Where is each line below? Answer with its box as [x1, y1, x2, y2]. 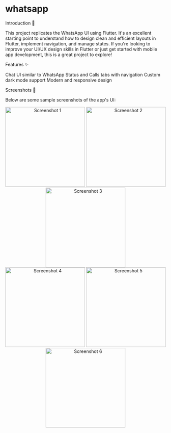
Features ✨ [5, 61, 29, 67]
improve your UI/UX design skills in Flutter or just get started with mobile [5, 46, 158, 52]
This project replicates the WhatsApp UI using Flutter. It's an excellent [5, 30, 152, 36]
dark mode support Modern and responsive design [5, 77, 112, 83]
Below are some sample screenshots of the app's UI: [5, 96, 116, 103]
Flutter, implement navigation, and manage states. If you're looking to [5, 40, 151, 46]
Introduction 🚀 [5, 20, 35, 26]
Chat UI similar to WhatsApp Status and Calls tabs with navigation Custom [5, 71, 160, 78]
